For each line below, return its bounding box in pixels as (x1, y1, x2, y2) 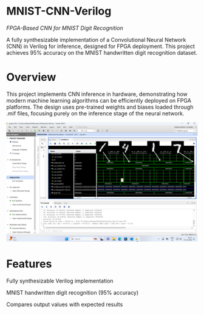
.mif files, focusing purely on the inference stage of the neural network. (6, 109, 185, 117)
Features (6, 257, 52, 271)
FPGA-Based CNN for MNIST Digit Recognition (6, 24, 123, 32)
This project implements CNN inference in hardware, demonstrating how (6, 90, 188, 98)
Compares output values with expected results (6, 301, 123, 308)
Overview (6, 70, 56, 84)
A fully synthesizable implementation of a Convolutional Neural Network (6, 36, 186, 43)
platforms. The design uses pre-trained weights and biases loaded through (6, 103, 194, 111)
